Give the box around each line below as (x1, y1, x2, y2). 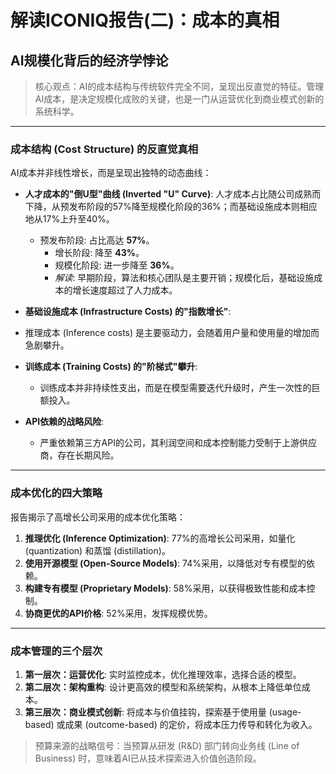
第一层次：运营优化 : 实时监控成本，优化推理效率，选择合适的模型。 (24, 668, 302, 680)
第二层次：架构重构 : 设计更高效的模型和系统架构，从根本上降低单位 (24, 681, 302, 693)
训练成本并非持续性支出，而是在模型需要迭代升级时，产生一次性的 (39, 382, 312, 394)
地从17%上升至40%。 (24, 213, 115, 225)
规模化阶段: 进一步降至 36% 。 (54, 259, 180, 271)
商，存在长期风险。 (39, 449, 120, 461)
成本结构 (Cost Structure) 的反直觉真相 (10, 142, 199, 156)
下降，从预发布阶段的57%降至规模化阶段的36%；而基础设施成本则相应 (24, 201, 318, 213)
